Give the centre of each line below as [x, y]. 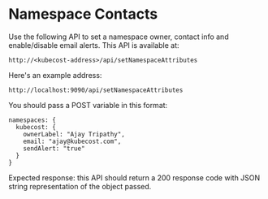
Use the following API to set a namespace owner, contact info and [119, 37]
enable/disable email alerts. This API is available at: [94, 45]
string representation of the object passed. [80, 186]
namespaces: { [32, 120]
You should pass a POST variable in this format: [88, 105]
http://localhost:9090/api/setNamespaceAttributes [96, 90]
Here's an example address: [55, 75]
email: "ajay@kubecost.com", [72, 141]
